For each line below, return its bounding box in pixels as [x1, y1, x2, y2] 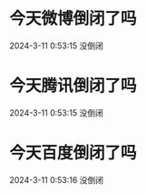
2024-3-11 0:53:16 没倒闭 [9, 174, 104, 185]
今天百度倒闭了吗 [9, 143, 138, 164]
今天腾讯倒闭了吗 [9, 76, 138, 97]
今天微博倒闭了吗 [9, 8, 138, 29]
